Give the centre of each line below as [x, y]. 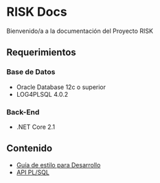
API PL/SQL [33, 172]
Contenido [30, 148]
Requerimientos [41, 52]
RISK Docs [37, 12]
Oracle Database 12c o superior [61, 87]
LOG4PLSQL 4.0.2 [42, 94]
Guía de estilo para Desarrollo [58, 164]
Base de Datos [31, 72]
